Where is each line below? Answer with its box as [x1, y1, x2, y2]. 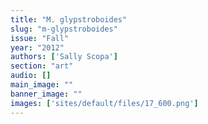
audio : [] [10, 71, 52, 81]
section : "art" [10, 61, 74, 71]
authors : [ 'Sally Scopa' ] [10, 52, 118, 62]
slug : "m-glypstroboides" [10, 24, 118, 34]
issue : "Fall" [10, 33, 70, 43]
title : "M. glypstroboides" [10, 14, 128, 25]
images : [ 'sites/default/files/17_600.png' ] [10, 98, 199, 108]
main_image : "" [10, 80, 74, 90]
